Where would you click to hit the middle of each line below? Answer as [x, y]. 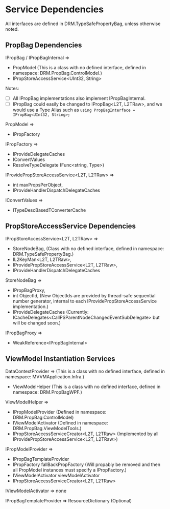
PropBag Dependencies [44, 45]
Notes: [12, 88]
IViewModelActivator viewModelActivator [56, 475]
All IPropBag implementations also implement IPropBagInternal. [79, 98]
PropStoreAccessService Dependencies [71, 226]
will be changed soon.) [37, 323]
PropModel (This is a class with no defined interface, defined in [79, 67]
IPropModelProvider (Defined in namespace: [59, 412]
